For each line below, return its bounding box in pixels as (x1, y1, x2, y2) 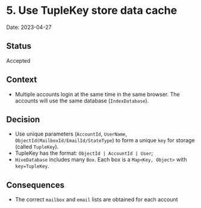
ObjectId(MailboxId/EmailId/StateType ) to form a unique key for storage (14, 137, 195, 144)
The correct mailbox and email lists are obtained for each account (14, 196, 179, 203)
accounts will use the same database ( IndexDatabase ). (14, 97, 149, 104)
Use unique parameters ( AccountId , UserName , (14, 130, 128, 137)
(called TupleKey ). (14, 143, 59, 151)
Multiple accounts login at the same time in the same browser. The (14, 90, 180, 98)
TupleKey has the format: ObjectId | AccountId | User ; (14, 150, 153, 157)
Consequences (6, 180, 65, 190)
